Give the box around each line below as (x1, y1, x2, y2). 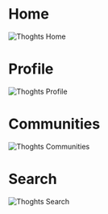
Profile (8, 60, 54, 78)
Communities (8, 115, 101, 133)
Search (8, 170, 58, 188)
